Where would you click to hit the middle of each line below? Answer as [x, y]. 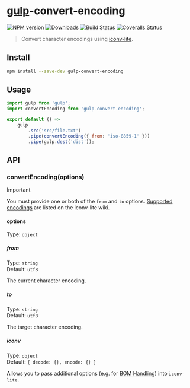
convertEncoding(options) [46, 177]
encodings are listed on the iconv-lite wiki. [58, 208]
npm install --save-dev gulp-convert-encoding [65, 71]
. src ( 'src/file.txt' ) [55, 131]
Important [19, 190]
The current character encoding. [46, 281]
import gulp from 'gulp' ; [38, 103]
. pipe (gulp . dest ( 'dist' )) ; [61, 141]
